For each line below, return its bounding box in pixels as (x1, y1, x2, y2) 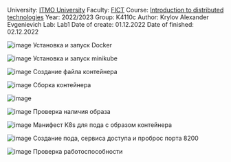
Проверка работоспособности (33, 148, 123, 155)
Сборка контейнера (33, 81, 91, 89)
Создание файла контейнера (33, 68, 118, 76)
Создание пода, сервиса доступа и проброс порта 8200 (33, 134, 199, 142)
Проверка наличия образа (33, 108, 111, 115)
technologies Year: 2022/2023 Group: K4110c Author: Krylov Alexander (7, 13, 209, 21)
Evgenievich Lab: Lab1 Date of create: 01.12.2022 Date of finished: (7, 21, 195, 28)
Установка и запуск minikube (33, 54, 118, 62)
